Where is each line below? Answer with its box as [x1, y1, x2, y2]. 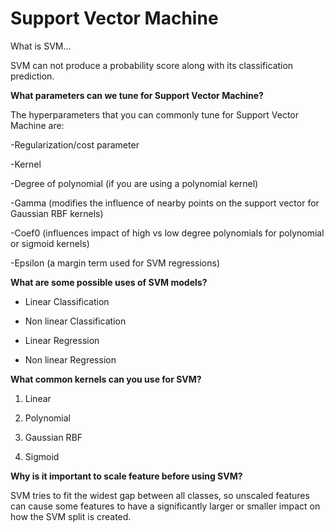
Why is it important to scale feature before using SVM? [10, 470, 243, 482]
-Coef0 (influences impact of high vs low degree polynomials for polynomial [10, 227, 325, 239]
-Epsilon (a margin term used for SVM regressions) [10, 257, 221, 269]
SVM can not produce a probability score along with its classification [10, 59, 294, 71]
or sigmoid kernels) [10, 237, 90, 249]
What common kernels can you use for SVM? [10, 373, 202, 385]
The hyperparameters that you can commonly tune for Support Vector [10, 108, 300, 121]
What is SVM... [10, 40, 72, 52]
